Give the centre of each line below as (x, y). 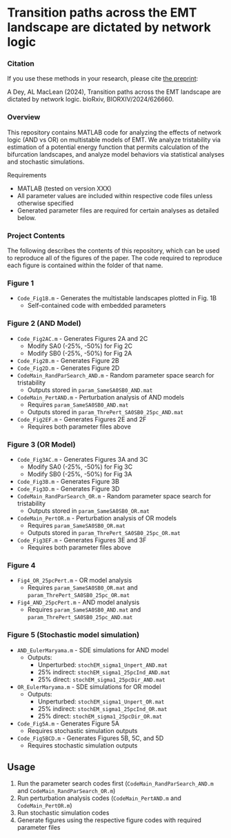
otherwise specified (45, 203)
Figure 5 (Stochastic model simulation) (73, 635)
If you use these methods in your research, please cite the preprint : (103, 79)
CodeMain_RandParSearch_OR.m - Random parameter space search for (114, 496)
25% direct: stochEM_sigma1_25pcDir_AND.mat (101, 679)
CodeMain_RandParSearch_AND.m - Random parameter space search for (116, 375)
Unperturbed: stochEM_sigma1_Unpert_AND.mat (102, 665)
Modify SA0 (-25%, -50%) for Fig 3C (80, 467)
